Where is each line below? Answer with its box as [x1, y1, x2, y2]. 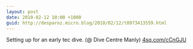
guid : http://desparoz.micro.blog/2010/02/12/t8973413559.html [6, 20, 167, 26]
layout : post [6, 8, 39, 15]
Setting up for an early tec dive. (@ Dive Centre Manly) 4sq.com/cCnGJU [6, 36, 187, 44]
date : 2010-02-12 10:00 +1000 [6, 14, 82, 20]
